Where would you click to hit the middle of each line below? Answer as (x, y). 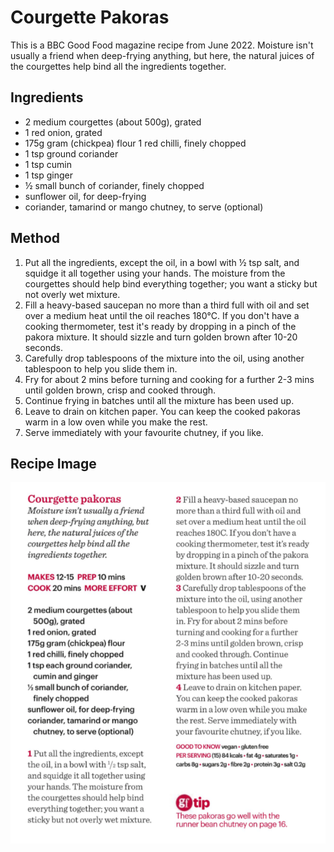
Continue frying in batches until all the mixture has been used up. (159, 400)
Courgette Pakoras (90, 17)
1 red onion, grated (63, 132)
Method (35, 238)
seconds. (44, 347)
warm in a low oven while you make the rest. (116, 422)
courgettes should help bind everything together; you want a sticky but (171, 283)
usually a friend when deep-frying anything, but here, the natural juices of (162, 55)
